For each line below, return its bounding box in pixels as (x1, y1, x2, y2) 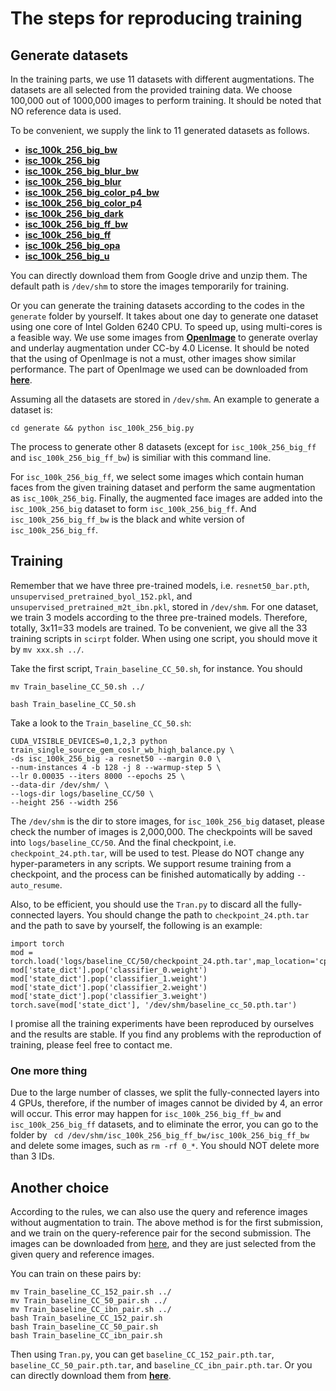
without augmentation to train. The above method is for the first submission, (10, 1216, 323, 1228)
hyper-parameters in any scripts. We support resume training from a (10, 857, 292, 869)
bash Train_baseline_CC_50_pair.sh (10, 1322, 159, 1332)
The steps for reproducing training (10, 7, 303, 30)
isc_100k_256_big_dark (24, 208, 124, 219)
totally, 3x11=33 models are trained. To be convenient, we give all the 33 (10, 622, 308, 634)
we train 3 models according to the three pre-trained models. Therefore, (10, 611, 308, 623)
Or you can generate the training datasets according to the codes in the (10, 300, 305, 311)
